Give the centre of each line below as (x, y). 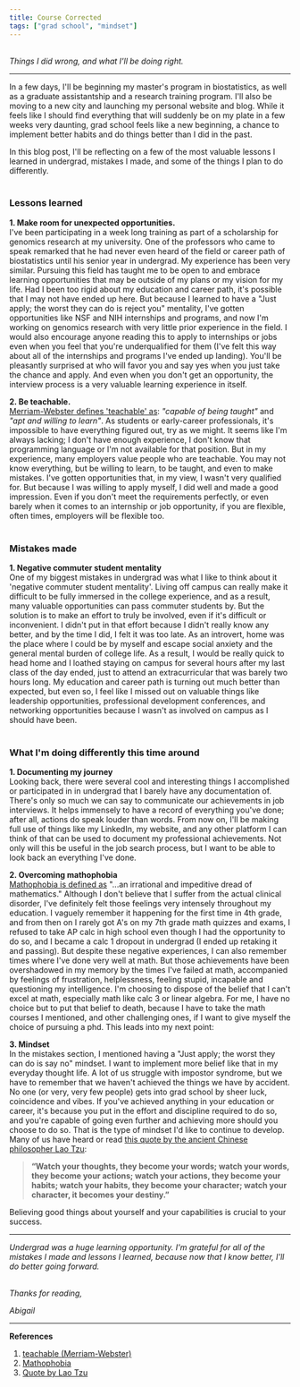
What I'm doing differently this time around (104, 753)
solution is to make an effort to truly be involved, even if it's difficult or (138, 616)
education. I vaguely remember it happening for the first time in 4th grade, (146, 913)
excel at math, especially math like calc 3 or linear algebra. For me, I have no (150, 999)
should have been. (43, 720)
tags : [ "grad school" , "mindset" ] (74, 26)
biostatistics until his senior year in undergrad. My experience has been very (150, 260)
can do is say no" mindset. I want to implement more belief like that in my (144, 1064)
